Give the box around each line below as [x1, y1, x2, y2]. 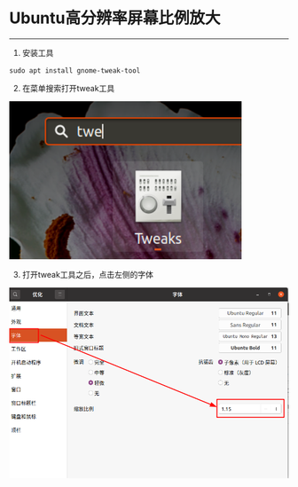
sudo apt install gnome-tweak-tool [9, 66, 141, 75]
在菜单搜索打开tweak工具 [21, 82, 115, 93]
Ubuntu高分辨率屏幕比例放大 [9, 8, 221, 28]
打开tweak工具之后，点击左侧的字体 [21, 269, 153, 279]
